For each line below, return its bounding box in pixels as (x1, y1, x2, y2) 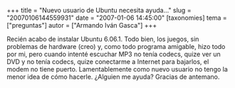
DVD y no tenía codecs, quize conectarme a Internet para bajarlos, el (6, 57, 209, 66)
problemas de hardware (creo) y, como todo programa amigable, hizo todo (6, 43, 226, 50)
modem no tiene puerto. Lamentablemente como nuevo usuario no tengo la (6, 65, 229, 73)
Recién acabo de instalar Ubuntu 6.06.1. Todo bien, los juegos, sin (6, 35, 199, 43)
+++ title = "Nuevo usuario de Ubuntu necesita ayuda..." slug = (6, 6, 192, 14)
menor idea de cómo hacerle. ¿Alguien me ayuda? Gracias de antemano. (6, 72, 220, 81)
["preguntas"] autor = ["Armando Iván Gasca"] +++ (6, 21, 157, 29)
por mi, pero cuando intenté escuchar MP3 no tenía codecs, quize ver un (6, 50, 221, 58)
